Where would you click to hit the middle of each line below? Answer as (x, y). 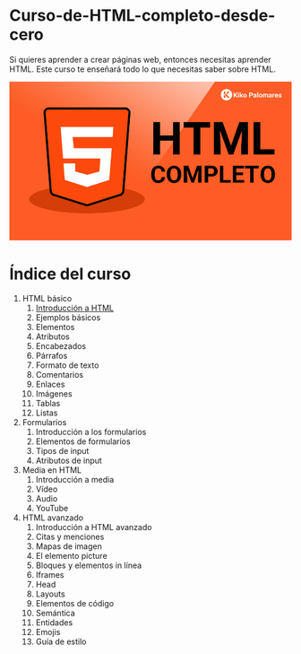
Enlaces (50, 384)
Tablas (48, 404)
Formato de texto (67, 365)
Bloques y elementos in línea (89, 565)
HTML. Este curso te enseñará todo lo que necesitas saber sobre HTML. (142, 69)
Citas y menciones (70, 537)
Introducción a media (75, 480)
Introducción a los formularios (91, 432)
